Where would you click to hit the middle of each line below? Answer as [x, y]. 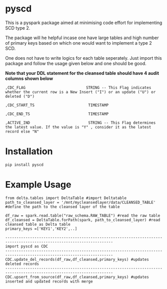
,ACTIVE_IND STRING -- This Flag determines [80, 123]
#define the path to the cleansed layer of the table [63, 207]
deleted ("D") [20, 96]
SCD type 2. [18, 28]
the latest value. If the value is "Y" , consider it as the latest [78, 127]
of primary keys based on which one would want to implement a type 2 [78, 43]
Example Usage [38, 185]
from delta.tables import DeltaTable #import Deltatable [66, 198]
